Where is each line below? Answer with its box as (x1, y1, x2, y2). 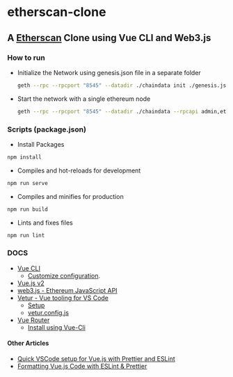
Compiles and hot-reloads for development (17, 166, 141, 175)
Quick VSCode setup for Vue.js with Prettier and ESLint (17, 354, 175, 362)
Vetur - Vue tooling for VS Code (17, 294, 109, 302)
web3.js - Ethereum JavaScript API (17, 286, 118, 294)
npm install (7, 154, 42, 161)
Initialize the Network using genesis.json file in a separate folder (17, 68, 202, 77)
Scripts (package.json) (7, 125, 87, 134)
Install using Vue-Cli (27, 323, 86, 331)
